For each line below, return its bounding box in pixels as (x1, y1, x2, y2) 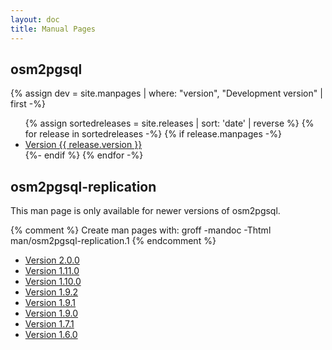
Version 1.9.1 (24, 297, 77, 309)
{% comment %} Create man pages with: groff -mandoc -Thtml (10, 224, 272, 236)
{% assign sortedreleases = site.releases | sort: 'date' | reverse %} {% (24, 117, 315, 130)
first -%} (10, 98, 46, 110)
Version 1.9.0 (24, 307, 79, 320)
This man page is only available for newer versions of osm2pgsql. (10, 205, 281, 217)
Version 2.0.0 (24, 254, 80, 266)
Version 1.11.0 (24, 265, 80, 277)
